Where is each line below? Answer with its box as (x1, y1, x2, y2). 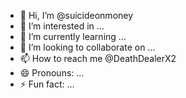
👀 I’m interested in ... (19, 20, 105, 32)
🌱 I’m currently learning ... (19, 31, 127, 42)
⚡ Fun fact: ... (19, 78, 75, 90)
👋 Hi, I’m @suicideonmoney (19, 10, 134, 21)
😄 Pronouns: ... (19, 67, 85, 79)
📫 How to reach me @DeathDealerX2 (19, 53, 177, 64)
